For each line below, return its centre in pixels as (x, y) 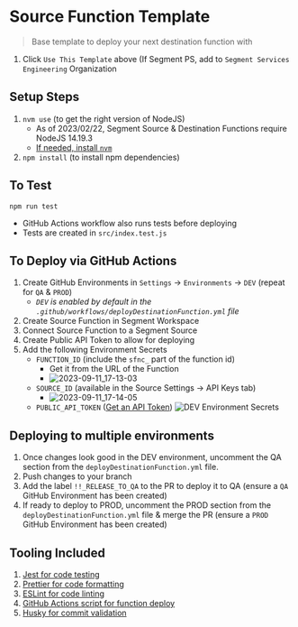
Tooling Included (57, 553)
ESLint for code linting (63, 594)
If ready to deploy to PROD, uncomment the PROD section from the (147, 505)
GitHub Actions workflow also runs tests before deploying (129, 223)
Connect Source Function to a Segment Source (110, 330)
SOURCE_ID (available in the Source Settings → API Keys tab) (146, 388)
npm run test (34, 206)
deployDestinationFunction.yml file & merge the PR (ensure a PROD (145, 515)
